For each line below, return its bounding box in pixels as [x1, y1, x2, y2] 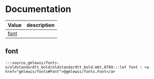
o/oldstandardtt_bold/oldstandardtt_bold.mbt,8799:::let [5, 64, 127, 69]
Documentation [5, 3, 72, 15]
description [27, 21, 55, 28]
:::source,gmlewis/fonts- [5, 60, 59, 65]
